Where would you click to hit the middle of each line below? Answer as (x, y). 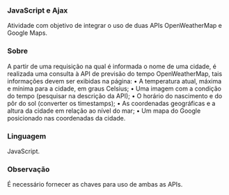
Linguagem (27, 136)
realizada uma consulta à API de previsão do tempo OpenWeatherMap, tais (115, 73)
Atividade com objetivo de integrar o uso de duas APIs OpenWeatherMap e (115, 26)
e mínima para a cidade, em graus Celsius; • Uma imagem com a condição (114, 88)
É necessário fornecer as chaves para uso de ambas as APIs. (95, 185)
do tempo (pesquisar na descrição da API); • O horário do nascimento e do (115, 95)
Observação (29, 169)
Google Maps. (27, 33)
